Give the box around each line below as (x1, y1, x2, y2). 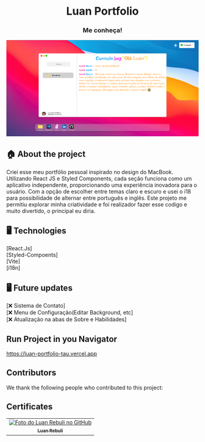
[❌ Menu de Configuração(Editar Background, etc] (6, 309, 133, 316)
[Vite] (6, 258, 20, 265)
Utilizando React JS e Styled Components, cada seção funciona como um (6, 175, 192, 182)
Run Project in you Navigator (6, 334, 118, 344)
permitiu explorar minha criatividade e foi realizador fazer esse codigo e (6, 200, 187, 208)
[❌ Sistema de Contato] (6, 302, 65, 310)
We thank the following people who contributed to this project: (6, 383, 164, 391)
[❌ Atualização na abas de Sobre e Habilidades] (6, 316, 127, 323)
